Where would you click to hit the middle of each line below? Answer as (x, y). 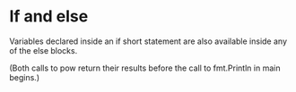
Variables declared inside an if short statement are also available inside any (148, 41)
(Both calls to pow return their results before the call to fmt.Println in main (145, 68)
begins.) (25, 77)
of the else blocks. (44, 50)
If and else (49, 17)
